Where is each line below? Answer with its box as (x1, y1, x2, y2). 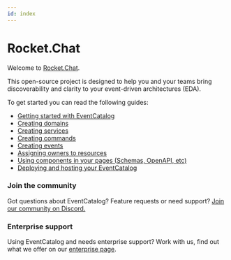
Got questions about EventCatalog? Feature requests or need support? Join (7, 196, 225, 205)
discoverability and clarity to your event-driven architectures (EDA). (7, 85, 201, 93)
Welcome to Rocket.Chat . (7, 64, 80, 72)
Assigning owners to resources (17, 148, 107, 157)
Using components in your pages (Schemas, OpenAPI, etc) (17, 156, 187, 164)
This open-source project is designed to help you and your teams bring (7, 77, 212, 85)
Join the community (7, 181, 77, 191)
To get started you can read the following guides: (7, 98, 149, 106)
